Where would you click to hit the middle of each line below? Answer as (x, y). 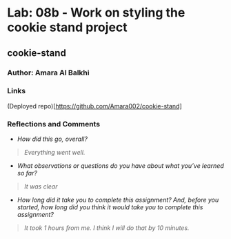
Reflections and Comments (54, 124)
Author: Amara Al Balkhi (48, 73)
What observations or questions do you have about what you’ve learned (120, 166)
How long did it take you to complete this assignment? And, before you (118, 200)
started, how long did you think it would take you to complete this (110, 207)
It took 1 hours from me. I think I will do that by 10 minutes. (107, 228)
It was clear (41, 187)
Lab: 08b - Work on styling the (96, 13)
